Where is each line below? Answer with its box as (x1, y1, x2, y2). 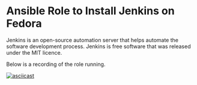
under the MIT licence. (6, 49, 62, 56)
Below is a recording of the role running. (6, 61, 106, 68)
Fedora (6, 17, 42, 30)
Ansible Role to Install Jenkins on (6, 4, 175, 18)
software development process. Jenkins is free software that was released (6, 43, 191, 50)
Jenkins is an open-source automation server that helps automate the (6, 36, 179, 43)
